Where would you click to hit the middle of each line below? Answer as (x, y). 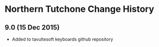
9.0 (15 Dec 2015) (32, 27)
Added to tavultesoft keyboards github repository (62, 39)
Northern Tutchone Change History (79, 9)
